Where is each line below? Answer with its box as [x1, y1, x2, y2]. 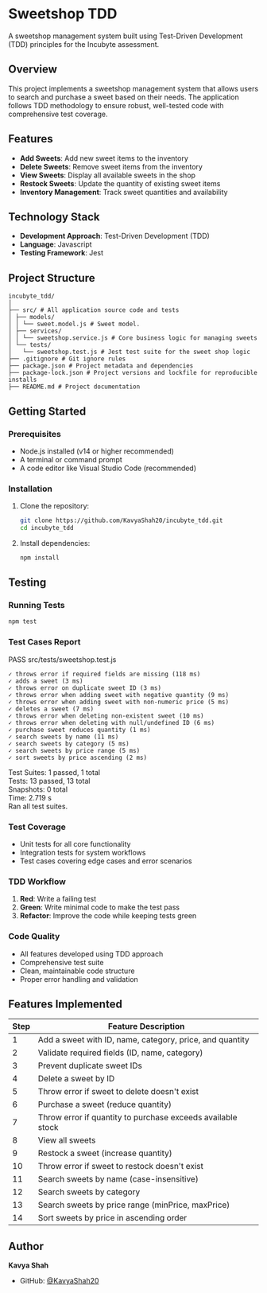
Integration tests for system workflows [19, 847, 146, 857]
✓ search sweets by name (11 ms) [8, 733, 119, 741]
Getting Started [8, 404, 87, 418]
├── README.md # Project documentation [8, 383, 141, 391]
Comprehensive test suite [19, 957, 104, 967]
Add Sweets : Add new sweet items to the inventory [19, 153, 189, 163]
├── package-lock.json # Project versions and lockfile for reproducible [8, 369, 258, 377]
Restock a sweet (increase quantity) [37, 1147, 172, 1159]
